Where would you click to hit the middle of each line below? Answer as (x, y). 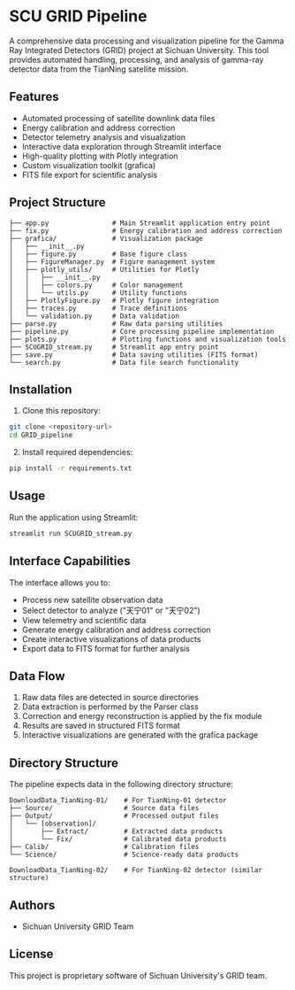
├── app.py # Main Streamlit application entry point (140, 223)
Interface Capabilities (70, 561)
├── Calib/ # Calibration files (104, 847)
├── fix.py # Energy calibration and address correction (146, 231)
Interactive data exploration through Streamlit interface (122, 146)
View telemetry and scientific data (84, 620)
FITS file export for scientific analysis (89, 174)
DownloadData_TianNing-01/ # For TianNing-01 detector (118, 801)
